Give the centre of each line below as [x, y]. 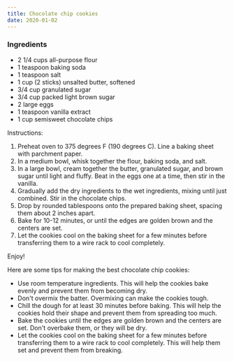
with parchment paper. [50, 154]
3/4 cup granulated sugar [54, 89]
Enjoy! [16, 256]
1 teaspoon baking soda [51, 67]
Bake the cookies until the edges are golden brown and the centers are [119, 320]
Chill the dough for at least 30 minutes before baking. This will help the [119, 305]
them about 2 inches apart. [56, 213]
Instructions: [25, 133]
